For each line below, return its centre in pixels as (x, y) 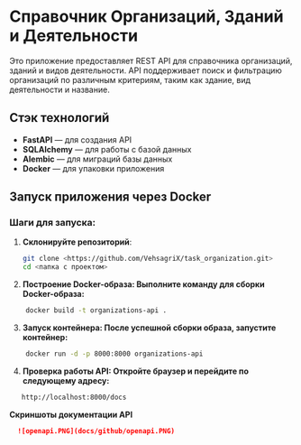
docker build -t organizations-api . (96, 311)
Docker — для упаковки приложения (93, 168)
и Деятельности (73, 36)
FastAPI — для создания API (77, 139)
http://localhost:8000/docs (74, 397)
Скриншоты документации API (71, 414)
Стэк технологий (59, 118)
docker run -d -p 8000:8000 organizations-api (114, 354)
